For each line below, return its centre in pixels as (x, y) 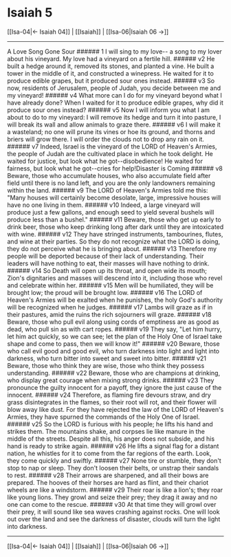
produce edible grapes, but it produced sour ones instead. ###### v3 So (111, 80)
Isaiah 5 (30, 13)
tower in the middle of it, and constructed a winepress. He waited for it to (111, 73)
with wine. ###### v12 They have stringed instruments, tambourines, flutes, (115, 234)
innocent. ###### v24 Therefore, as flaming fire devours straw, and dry (109, 395)
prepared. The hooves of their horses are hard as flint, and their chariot (108, 482)
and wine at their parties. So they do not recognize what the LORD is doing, (114, 241)
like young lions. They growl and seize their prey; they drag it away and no (112, 497)
